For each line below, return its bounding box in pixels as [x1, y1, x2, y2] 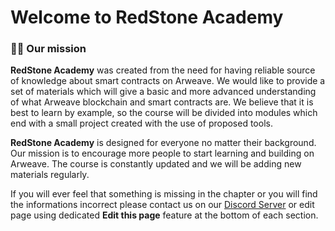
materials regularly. [10, 169, 90, 181]
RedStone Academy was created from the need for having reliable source [10, 64, 316, 76]
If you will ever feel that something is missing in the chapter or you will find [10, 188, 318, 200]
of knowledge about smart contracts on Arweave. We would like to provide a [10, 75, 326, 87]
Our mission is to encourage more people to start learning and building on [10, 147, 315, 160]
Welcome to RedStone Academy [10, 6, 284, 29]
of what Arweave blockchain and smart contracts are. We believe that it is [10, 96, 314, 108]
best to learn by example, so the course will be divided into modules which [10, 107, 318, 119]
